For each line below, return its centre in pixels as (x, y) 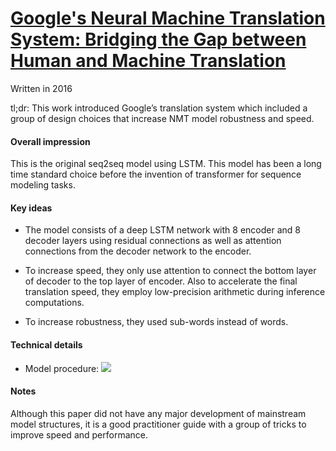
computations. (54, 303)
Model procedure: (62, 368)
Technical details (46, 344)
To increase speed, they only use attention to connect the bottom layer (170, 271)
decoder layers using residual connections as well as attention (153, 241)
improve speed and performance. (79, 434)
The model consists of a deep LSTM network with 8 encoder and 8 (162, 230)
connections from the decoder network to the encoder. (138, 251)
